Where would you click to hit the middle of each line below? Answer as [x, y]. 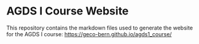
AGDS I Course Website [68, 11]
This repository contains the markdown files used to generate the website [100, 28]
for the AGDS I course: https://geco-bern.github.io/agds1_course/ [89, 34]
